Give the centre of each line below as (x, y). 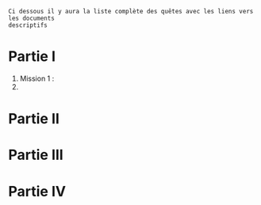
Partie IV (37, 191)
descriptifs (28, 25)
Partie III (36, 155)
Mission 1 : (37, 78)
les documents (32, 18)
